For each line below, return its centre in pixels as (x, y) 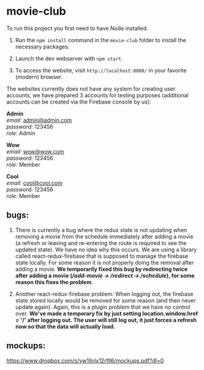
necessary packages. (42, 47)
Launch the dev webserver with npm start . (69, 58)
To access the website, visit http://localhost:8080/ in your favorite (101, 70)
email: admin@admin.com (39, 120)
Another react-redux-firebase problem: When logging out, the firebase (104, 294)
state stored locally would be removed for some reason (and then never (105, 300)
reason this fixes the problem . (54, 282)
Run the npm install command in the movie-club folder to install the (101, 40)
